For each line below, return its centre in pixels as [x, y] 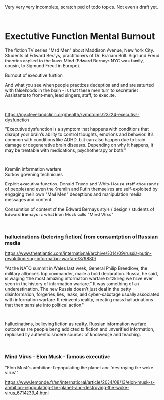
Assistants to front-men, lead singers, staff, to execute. [61, 95]
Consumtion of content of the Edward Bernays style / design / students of [80, 209]
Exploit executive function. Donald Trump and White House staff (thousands [82, 184]
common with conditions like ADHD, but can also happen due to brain [75, 139]
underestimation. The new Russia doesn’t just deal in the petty [68, 289]
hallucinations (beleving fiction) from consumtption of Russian [82, 237]
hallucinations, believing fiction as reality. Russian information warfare [76, 324]
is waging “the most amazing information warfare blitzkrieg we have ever [79, 279]
